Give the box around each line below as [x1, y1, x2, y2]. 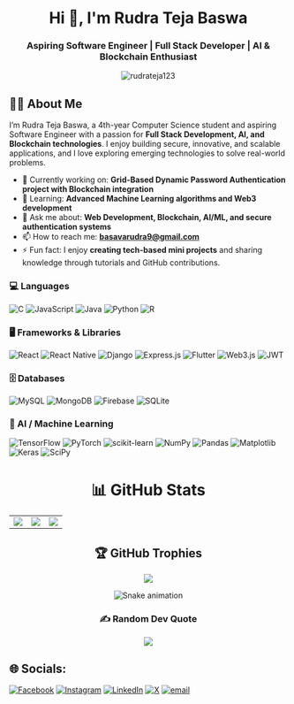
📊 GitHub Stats [91, 479, 206, 500]
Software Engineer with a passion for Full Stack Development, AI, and [9, 129, 265, 140]
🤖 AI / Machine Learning [9, 417, 114, 430]
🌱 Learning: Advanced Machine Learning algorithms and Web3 [21, 194, 257, 204]
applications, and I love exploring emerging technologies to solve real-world [9, 148, 285, 158]
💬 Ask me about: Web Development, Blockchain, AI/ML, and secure [21, 212, 272, 223]
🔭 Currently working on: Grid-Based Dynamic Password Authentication [21, 174, 286, 185]
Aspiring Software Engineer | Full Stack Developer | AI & [26, 40, 271, 52]
